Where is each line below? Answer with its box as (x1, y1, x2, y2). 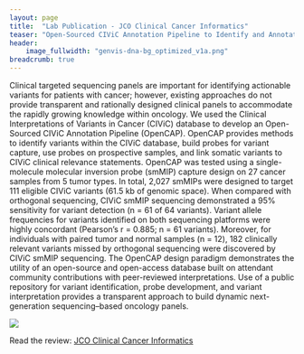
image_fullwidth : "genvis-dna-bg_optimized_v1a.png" (25, 47, 229, 56)
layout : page (9, 13, 59, 23)
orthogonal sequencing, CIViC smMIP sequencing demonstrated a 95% (9, 195, 276, 206)
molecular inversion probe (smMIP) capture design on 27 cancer (44, 166, 287, 177)
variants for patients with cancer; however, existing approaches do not (9, 89, 273, 100)
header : (9, 38, 39, 48)
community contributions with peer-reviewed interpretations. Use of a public (9, 272, 295, 283)
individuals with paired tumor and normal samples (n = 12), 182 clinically (9, 234, 278, 244)
